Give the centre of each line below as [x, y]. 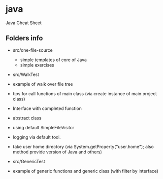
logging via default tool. [37, 137]
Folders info [24, 38]
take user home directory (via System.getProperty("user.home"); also [83, 146]
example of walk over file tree [43, 84]
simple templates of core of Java [53, 60]
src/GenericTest [29, 161]
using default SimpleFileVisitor [43, 127]
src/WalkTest [26, 74]
